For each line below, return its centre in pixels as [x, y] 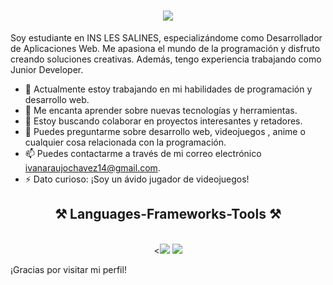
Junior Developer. [47, 69]
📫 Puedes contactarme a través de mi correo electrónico [143, 153]
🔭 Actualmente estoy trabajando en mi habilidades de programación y [168, 89]
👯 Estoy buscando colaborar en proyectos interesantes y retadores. [163, 121]
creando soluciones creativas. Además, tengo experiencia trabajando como [166, 59]
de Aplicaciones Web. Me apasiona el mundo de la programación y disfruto [165, 48]
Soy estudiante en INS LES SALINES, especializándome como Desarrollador [166, 37]
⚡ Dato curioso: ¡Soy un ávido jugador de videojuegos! [137, 179]
